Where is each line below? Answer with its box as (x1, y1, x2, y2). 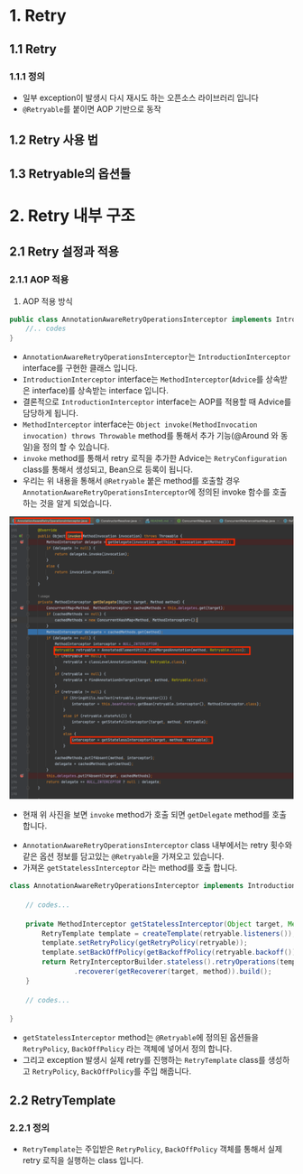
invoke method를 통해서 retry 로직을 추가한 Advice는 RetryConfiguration (22, 453, 287, 464)
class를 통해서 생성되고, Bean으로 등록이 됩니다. (22, 464, 194, 475)
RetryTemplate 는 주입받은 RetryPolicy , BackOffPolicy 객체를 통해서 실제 (22, 1143, 282, 1155)
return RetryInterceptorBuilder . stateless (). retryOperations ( (41, 957, 280, 966)
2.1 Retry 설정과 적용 (9, 245, 120, 260)
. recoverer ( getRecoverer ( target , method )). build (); (73, 967, 272, 976)
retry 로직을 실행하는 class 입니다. (22, 1155, 144, 1166)
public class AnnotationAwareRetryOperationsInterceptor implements (9, 315, 272, 324)
